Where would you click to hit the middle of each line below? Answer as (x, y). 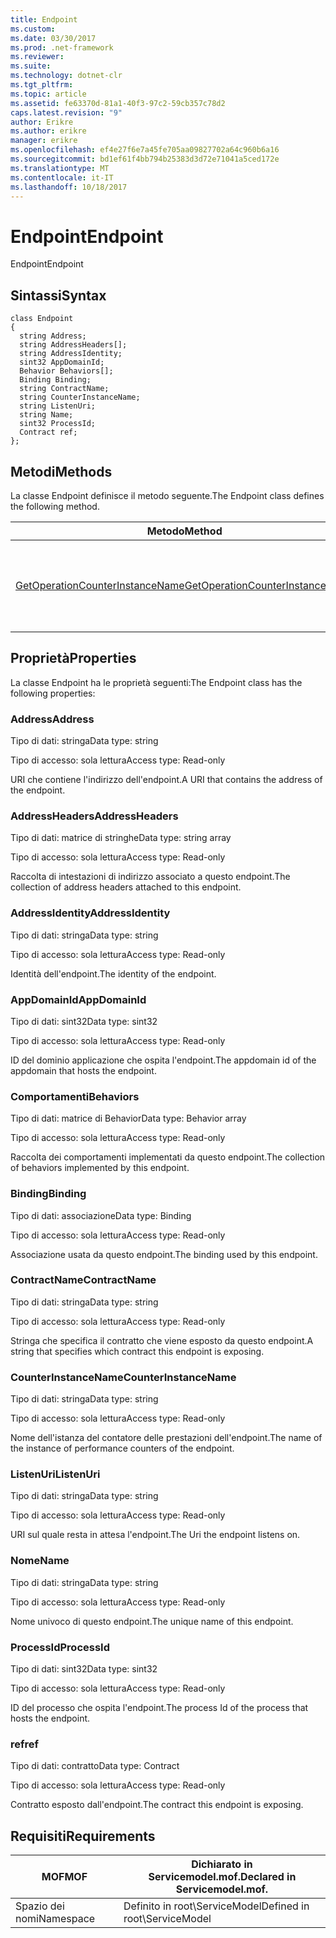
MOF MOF (64, 1877)
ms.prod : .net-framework (62, 47)
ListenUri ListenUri (55, 1474)
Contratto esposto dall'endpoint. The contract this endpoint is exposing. (157, 1805)
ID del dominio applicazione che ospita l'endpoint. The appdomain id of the (163, 1060)
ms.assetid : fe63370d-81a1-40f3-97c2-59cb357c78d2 (118, 103)
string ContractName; (64, 389)
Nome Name (40, 1561)
